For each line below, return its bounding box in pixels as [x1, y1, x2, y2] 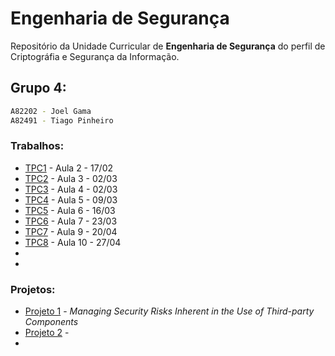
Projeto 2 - [24, 327, 70, 339]
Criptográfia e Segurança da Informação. [10, 50, 180, 62]
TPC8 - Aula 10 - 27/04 [24, 236, 122, 248]
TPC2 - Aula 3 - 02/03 [24, 172, 118, 184]
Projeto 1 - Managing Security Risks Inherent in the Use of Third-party [24, 305, 315, 317]
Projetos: [10, 282, 56, 296]
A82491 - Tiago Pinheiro [10, 115, 114, 126]
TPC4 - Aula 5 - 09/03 [24, 193, 118, 206]
